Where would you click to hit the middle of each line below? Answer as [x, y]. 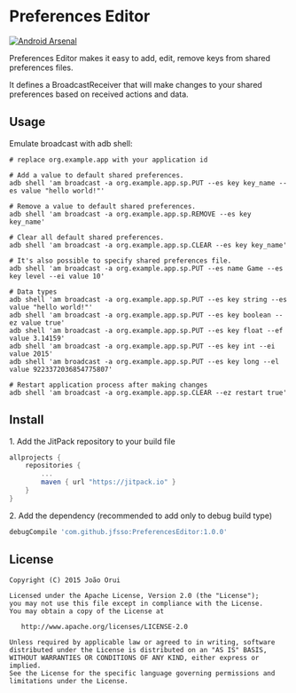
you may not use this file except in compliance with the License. [136, 603]
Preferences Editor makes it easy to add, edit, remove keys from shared [140, 58]
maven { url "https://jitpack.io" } [109, 482]
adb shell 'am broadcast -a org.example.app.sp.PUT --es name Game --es [146, 268]
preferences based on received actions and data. [99, 94]
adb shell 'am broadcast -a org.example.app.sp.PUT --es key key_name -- [148, 183]
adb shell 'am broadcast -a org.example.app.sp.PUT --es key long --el [144, 361]
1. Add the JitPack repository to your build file [92, 441]
